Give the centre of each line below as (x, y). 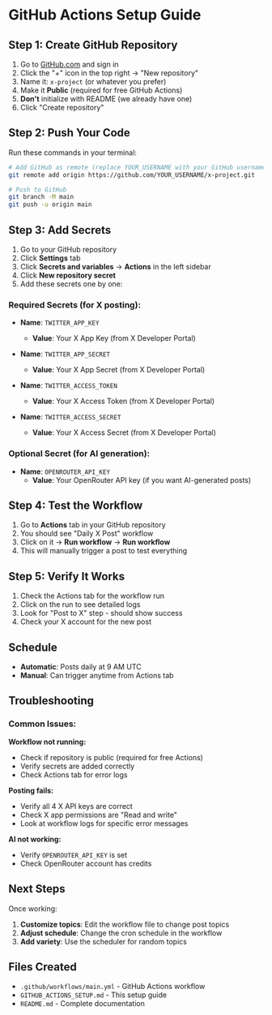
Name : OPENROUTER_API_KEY (65, 471)
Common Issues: (42, 724)
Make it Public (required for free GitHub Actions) (101, 90)
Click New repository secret (68, 275)
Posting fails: (31, 790)
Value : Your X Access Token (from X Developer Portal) (123, 401)
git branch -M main (41, 197)
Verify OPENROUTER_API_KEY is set (74, 854)
